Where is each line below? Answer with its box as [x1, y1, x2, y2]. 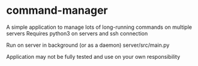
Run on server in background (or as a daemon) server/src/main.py [6, 41, 170, 49]
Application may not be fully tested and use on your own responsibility [6, 53, 181, 60]
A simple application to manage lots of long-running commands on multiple [6, 23, 192, 31]
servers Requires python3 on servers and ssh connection [6, 29, 148, 37]
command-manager [6, 4, 108, 17]
